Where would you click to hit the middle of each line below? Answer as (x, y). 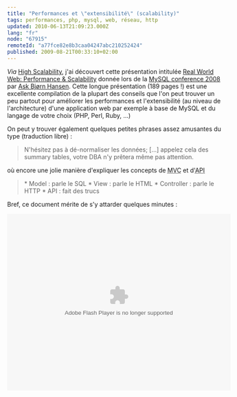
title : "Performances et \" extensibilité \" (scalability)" (93, 13)
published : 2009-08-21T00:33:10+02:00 (63, 52)
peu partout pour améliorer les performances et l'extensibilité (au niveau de (114, 101)
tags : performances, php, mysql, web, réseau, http (82, 20)
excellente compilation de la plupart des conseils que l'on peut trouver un (111, 93)
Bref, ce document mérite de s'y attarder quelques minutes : (92, 204)
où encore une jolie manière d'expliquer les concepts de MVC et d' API (106, 170)
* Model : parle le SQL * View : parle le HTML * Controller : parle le (119, 183)
